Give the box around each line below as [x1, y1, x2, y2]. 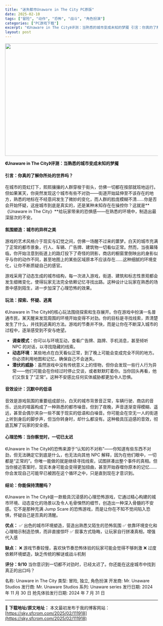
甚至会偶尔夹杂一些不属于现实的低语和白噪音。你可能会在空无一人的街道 [13, 410, 158, 416]
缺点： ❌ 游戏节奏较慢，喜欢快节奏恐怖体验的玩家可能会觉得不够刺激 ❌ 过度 [5, 545, 157, 551]
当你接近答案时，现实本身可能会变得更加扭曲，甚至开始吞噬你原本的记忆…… [5, 464, 157, 470]
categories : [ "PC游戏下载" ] [5, 20, 59, 26]
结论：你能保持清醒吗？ [5, 482, 52, 488]
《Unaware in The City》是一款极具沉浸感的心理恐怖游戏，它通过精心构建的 [5, 494, 152, 500]
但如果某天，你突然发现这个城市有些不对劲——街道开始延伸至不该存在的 [5, 190, 149, 196]
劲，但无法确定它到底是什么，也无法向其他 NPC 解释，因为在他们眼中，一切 [5, 452, 157, 458]
